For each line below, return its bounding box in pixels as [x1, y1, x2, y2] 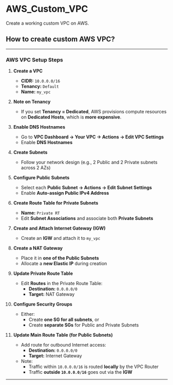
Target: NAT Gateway [28, 291, 75, 297]
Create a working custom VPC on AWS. [6, 20, 89, 26]
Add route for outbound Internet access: [21, 342, 107, 348]
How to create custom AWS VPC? [6, 35, 115, 44]
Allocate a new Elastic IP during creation [21, 260, 107, 267]
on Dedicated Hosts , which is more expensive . [21, 114, 122, 120]
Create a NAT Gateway [13, 245, 63, 251]
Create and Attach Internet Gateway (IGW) [13, 225, 106, 231]
